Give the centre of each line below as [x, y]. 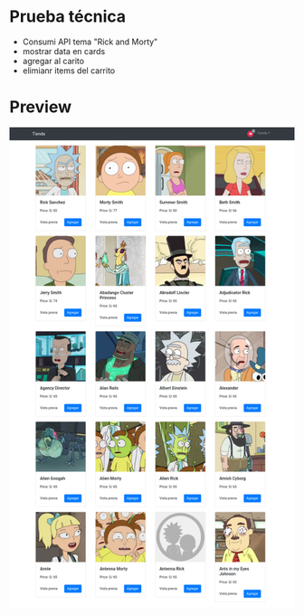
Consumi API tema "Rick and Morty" [90, 42]
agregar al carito [53, 61]
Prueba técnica [68, 17]
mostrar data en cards [64, 51]
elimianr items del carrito [69, 71]
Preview [41, 107]
